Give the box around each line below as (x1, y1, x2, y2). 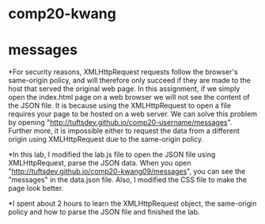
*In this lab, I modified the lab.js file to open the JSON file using (8, 150, 216, 159)
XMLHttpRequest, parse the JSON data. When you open (8, 158, 191, 168)
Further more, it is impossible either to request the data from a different (8, 126, 240, 135)
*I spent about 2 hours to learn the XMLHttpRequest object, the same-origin (8, 199, 257, 208)
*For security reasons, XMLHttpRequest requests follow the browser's (8, 67, 239, 77)
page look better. (8, 184, 64, 193)
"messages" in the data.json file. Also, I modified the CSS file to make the (8, 175, 248, 184)
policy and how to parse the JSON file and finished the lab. (8, 207, 200, 217)
